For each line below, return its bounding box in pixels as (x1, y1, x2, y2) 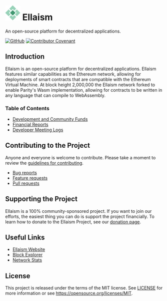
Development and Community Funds (12, 116, 88, 122)
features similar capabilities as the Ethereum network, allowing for (5, 71, 141, 77)
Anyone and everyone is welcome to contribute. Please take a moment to (5, 154, 156, 160)
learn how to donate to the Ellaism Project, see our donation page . (5, 218, 141, 225)
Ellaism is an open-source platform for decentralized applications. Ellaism (5, 66, 156, 72)
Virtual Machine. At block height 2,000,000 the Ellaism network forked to (5, 82, 155, 88)
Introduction (5, 53, 45, 61)
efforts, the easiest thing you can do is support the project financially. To (5, 213, 155, 219)
